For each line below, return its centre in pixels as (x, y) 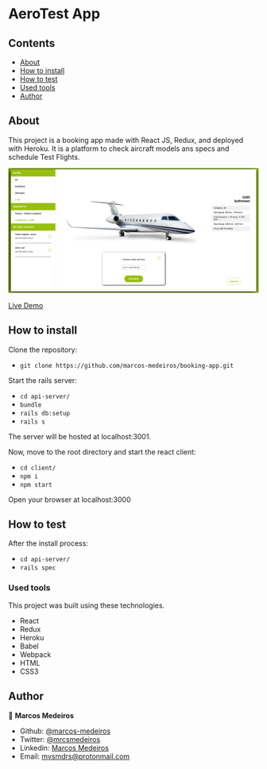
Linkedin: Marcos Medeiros (64, 748)
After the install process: (48, 543)
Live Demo (26, 305)
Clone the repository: (43, 350)
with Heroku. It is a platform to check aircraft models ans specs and (119, 149)
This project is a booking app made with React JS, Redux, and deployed (126, 140)
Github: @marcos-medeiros (65, 731)
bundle (31, 405)
